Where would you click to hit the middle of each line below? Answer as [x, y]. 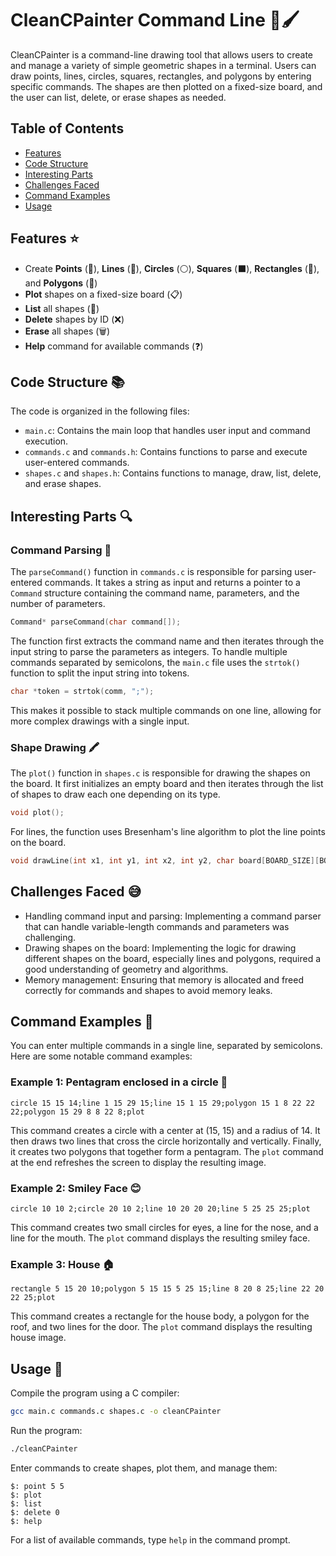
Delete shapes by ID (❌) [74, 319]
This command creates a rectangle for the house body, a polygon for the [160, 1316]
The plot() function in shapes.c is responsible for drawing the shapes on [160, 773]
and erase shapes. [63, 484]
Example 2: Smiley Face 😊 [76, 1188]
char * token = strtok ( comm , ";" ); [82, 691]
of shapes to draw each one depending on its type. [115, 794]
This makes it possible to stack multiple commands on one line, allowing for [166, 710]
